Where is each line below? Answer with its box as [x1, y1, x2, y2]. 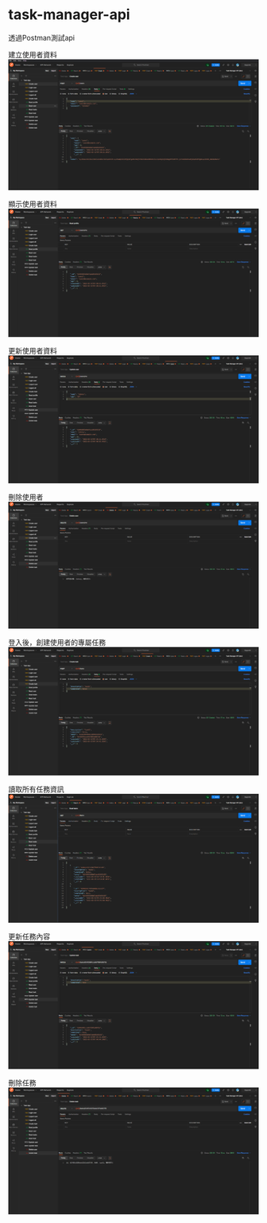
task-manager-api [8, 6, 130, 24]
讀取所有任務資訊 [8, 784, 64, 794]
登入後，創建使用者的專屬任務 [8, 638, 106, 647]
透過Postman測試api [8, 33, 75, 42]
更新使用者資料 [8, 346, 57, 355]
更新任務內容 [8, 932, 50, 941]
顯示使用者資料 [8, 199, 57, 209]
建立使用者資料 [8, 49, 57, 59]
